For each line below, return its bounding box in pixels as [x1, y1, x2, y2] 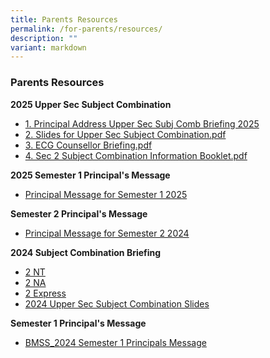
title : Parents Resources [10, 14, 118, 25]
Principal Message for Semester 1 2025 [24, 188, 188, 200]
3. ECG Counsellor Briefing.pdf [24, 139, 153, 151]
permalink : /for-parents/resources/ [10, 24, 163, 34]
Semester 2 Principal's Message [10, 207, 148, 220]
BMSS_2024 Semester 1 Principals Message [24, 336, 207, 348]
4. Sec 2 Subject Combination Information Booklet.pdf [24, 149, 248, 161]
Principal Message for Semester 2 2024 [24, 227, 190, 239]
